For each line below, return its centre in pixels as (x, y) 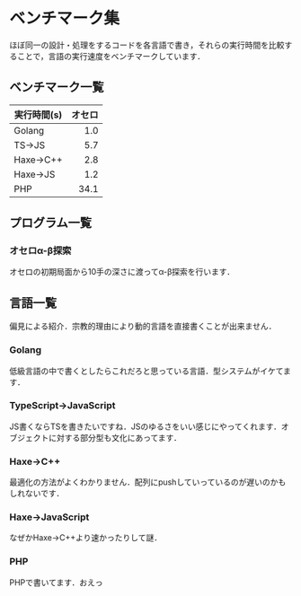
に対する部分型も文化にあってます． (115, 437)
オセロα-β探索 (40, 250)
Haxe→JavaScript (49, 517)
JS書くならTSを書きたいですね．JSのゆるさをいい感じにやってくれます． (145, 426)
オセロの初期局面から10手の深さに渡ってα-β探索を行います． (122, 272)
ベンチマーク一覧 (57, 88)
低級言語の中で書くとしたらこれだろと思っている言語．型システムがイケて (146, 371)
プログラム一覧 (51, 223)
